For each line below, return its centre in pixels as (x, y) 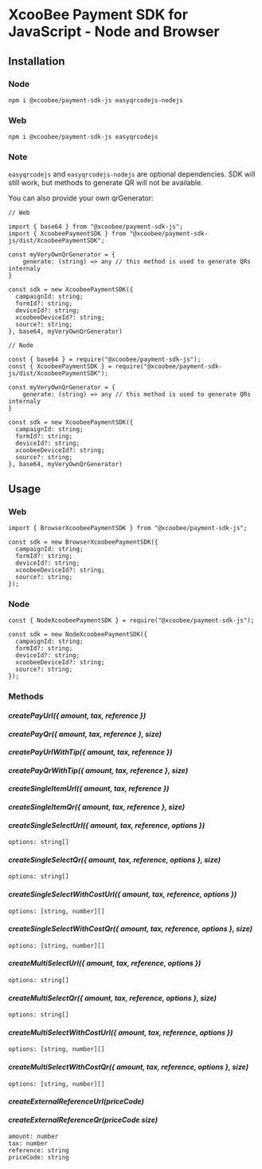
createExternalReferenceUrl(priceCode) (76, 1102)
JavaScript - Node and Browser (114, 32)
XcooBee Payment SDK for (98, 15)
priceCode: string (39, 1158)
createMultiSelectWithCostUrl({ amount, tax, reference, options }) (121, 1032)
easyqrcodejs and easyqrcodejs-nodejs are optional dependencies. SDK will (132, 174)
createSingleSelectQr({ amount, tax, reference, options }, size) (115, 859)
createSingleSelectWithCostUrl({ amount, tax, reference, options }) (123, 894)
